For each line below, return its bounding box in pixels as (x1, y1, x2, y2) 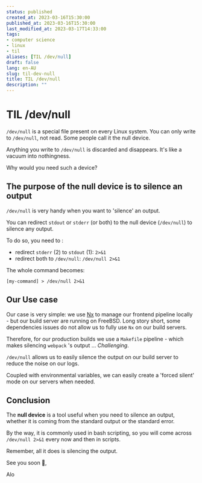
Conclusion (6, 395, 51, 405)
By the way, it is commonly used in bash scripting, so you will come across (6, 429, 192, 437)
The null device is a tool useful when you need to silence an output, (6, 411, 175, 418)
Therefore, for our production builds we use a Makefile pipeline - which (6, 335, 184, 342)
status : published (6, 8, 52, 15)
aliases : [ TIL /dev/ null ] (6, 54, 71, 60)
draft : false (6, 59, 39, 65)
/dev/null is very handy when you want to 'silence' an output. (6, 206, 160, 214)
